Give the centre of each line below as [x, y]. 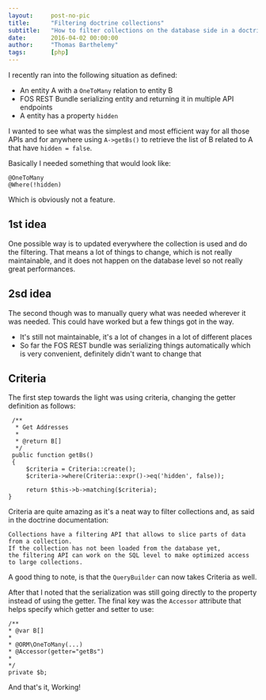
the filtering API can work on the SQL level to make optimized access [129, 556]
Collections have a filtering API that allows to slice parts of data [127, 535]
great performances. [42, 269]
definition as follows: [42, 406]
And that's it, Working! [45, 687]
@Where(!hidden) [35, 185]
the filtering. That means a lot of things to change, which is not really [120, 252]
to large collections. [46, 563]
